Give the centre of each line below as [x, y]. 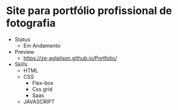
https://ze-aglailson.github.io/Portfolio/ [70, 58]
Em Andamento [42, 46]
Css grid [42, 89]
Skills [21, 64]
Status [22, 39]
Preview [24, 51]
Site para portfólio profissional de [89, 11]
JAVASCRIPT [39, 101]
